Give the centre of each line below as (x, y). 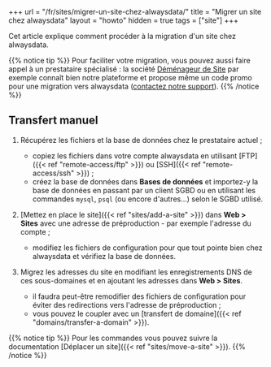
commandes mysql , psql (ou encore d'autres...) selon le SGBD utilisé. (148, 199)
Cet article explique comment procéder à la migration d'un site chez (122, 36)
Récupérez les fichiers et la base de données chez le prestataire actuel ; (141, 140)
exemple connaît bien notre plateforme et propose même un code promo (130, 78)
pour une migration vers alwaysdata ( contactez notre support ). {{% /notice (134, 86)
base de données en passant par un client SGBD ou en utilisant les (144, 190)
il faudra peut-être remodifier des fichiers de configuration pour (139, 296)
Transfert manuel (53, 121)
